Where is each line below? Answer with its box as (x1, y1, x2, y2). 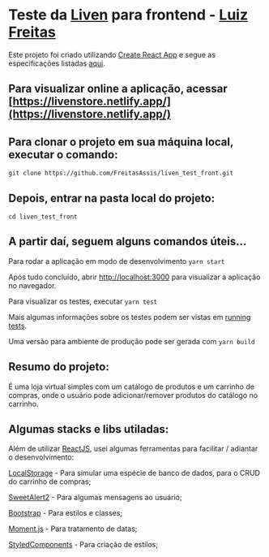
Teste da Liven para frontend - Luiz (8, 6, 249, 24)
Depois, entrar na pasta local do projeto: (8, 191, 216, 205)
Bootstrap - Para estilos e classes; (8, 508, 123, 518)
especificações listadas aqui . (8, 58, 105, 68)
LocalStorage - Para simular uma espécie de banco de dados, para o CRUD (8, 468, 261, 478)
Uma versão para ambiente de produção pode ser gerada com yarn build (8, 336, 255, 346)
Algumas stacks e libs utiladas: (8, 422, 169, 436)
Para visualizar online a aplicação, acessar (8, 82, 228, 96)
